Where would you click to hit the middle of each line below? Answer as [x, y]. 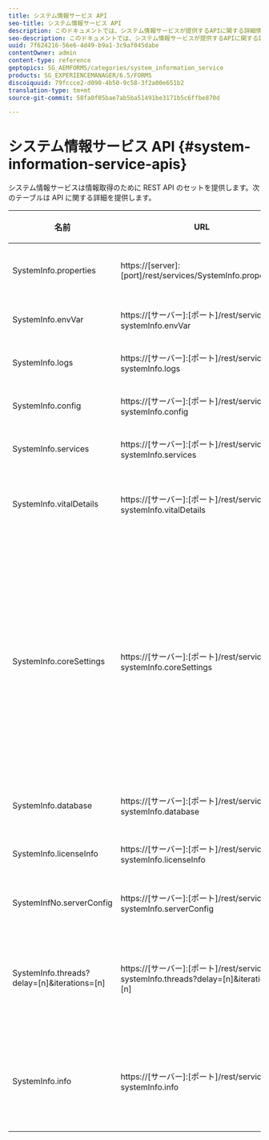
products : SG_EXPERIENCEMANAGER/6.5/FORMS [80, 75]
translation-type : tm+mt [50, 90]
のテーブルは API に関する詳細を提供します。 [82, 198]
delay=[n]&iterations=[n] [59, 983]
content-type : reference [50, 61]
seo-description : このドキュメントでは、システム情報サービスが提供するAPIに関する [133, 38]
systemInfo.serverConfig [167, 909]
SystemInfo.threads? [51, 973]
